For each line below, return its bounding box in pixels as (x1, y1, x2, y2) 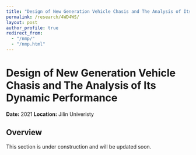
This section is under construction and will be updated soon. (6, 143, 152, 150)
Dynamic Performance (6, 91, 118, 105)
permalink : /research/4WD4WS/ (6, 14, 80, 20)
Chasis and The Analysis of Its (6, 79, 156, 92)
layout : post (6, 19, 38, 25)
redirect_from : (6, 30, 43, 36)
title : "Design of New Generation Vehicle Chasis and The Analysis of (6, 8, 181, 15)
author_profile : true (6, 25, 59, 31)
